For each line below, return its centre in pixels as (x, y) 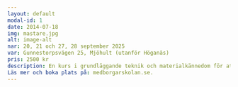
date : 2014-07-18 (33, 27)
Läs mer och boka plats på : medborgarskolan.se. (80, 72)
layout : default (31, 14)
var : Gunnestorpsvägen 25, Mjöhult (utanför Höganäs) (89, 53)
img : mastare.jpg (33, 33)
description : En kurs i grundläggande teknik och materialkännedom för (115, 66)
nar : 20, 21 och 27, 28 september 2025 (66, 46)
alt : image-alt (30, 40)
